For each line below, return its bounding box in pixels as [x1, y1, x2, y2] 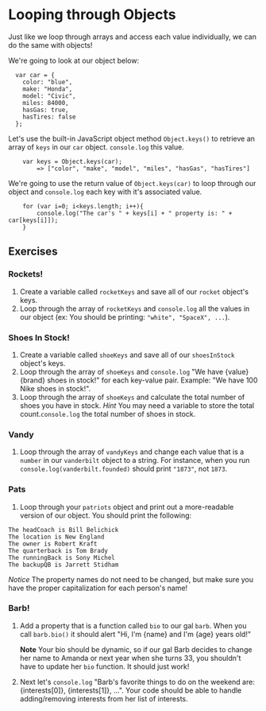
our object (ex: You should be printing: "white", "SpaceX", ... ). [19, 312, 230, 321]
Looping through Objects [8, 6, 176, 24]
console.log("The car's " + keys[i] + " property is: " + [37, 209, 233, 217]
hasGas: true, [22, 106, 69, 114]
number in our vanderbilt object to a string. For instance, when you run [19, 456, 250, 465]
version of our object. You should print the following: [19, 511, 192, 520]
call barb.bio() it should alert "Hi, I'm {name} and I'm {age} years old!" [19, 629, 252, 639]
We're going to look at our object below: [8, 56, 140, 65]
